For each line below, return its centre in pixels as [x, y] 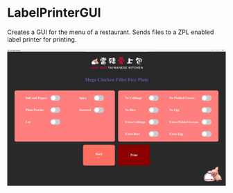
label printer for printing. [42, 39]
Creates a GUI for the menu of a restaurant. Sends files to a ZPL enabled [111, 32]
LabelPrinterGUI [54, 13]
